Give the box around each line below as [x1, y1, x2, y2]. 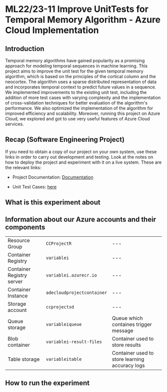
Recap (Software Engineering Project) [5, 135, 125, 144]
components [5, 223, 46, 231]
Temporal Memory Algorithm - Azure [5, 14, 161, 25]
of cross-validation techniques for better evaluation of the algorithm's [5, 100, 148, 105]
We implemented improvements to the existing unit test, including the [5, 90, 147, 95]
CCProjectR [46, 241, 72, 247]
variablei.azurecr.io [46, 273, 97, 278]
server [7, 278, 23, 285]
